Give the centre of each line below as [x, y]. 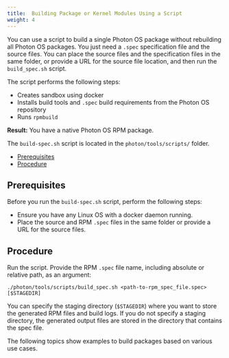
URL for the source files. [51, 229]
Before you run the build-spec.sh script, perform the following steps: [105, 202]
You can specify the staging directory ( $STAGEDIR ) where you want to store [112, 306]
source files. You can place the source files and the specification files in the [114, 54]
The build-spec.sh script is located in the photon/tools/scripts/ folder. [108, 143]
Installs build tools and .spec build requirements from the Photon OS [113, 102]
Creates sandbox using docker [60, 95]
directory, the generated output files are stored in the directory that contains [115, 321]
